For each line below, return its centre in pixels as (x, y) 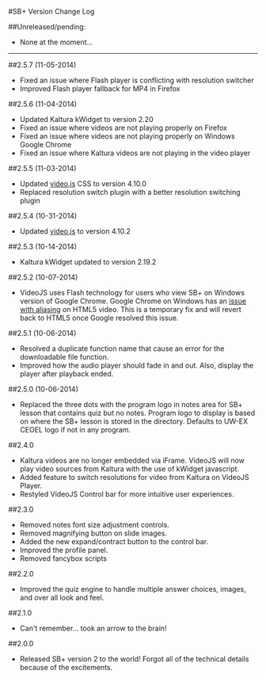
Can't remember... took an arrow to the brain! (93, 628)
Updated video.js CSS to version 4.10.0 (83, 184)
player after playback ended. (66, 374)
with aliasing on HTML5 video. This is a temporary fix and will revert (130, 309)
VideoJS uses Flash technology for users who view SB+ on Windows (132, 293)
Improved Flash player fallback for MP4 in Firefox (100, 89)
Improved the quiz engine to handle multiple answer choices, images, (133, 589)
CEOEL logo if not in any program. (75, 430)
